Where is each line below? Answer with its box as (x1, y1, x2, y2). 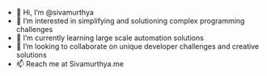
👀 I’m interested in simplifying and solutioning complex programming (15, 16, 245, 26)
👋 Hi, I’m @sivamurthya (15, 8, 95, 17)
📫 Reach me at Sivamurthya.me (15, 59, 124, 68)
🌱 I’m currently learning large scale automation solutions (15, 33, 204, 42)
